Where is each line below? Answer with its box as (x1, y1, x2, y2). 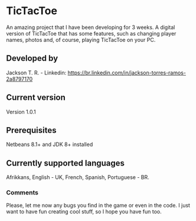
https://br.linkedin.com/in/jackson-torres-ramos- (67, 69, 186, 76)
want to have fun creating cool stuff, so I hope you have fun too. (6, 208, 162, 215)
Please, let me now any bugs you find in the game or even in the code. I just (6, 202, 191, 209)
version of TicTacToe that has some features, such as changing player (6, 30, 177, 37)
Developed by (6, 53, 58, 63)
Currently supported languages (6, 158, 125, 168)
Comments (6, 188, 38, 197)
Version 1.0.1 (6, 108, 37, 115)
